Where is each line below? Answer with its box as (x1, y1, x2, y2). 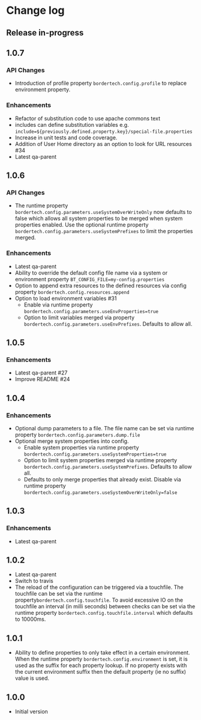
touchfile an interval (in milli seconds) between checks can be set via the (14, 603, 196, 610)
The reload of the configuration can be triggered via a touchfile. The (14, 584, 184, 591)
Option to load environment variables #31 (14, 294, 117, 302)
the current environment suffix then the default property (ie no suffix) (14, 668, 187, 676)
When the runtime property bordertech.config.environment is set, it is (14, 656, 188, 663)
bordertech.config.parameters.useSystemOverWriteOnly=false (23, 489, 178, 496)
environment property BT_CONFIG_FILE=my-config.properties (14, 275, 165, 282)
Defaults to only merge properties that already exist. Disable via (23, 475, 181, 483)
